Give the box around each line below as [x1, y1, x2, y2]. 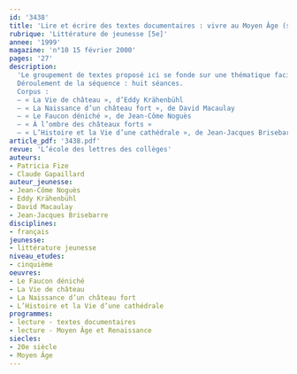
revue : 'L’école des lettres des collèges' [9, 144, 172, 153]
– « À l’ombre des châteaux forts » [17, 121, 152, 129]
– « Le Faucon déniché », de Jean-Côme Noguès [17, 112, 192, 121]
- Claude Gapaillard [9, 169, 86, 178]
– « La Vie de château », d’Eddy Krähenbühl [17, 95, 184, 105]
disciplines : [9, 219, 57, 228]
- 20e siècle [9, 342, 57, 351]
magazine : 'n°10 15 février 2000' [9, 46, 137, 55]
